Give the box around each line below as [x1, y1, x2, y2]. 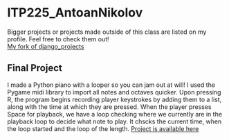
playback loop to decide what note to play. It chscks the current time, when [7, 117, 222, 126]
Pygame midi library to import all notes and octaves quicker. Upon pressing [7, 88, 221, 96]
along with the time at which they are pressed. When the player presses [7, 102, 212, 111]
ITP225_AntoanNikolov [7, 5, 143, 21]
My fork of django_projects [7, 42, 84, 50]
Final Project [7, 62, 62, 74]
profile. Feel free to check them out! [7, 34, 109, 43]
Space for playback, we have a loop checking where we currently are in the [7, 110, 223, 118]
